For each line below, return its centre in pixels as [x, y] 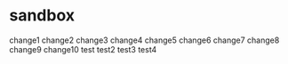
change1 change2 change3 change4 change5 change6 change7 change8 [144, 40]
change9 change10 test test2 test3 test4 [83, 49]
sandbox [42, 16]
